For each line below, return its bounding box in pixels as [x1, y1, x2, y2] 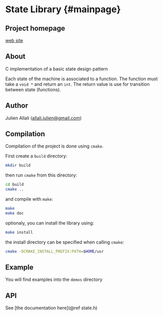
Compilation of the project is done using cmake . [5, 143, 104, 149]
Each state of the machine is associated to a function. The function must [5, 76, 158, 82]
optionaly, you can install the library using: [5, 220, 95, 226]
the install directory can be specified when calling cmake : [5, 239, 124, 245]
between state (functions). [5, 86, 61, 92]
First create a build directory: [5, 153, 67, 159]
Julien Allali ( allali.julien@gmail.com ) [5, 115, 82, 121]
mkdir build [5, 163, 31, 168]
